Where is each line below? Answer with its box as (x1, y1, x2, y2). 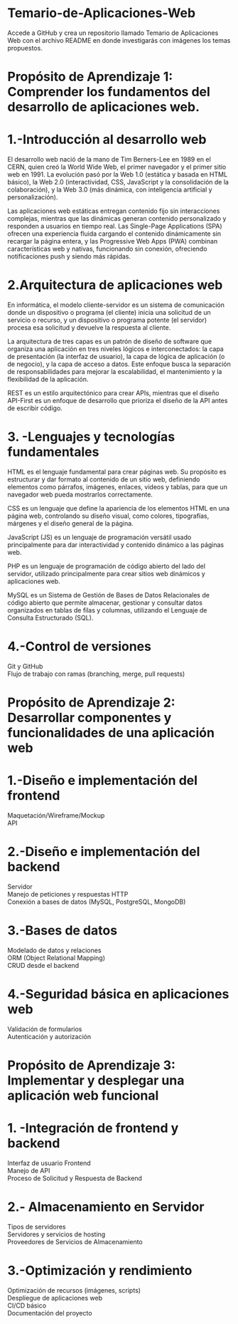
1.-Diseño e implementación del (7, 773, 198, 788)
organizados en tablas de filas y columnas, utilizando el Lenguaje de (7, 605, 207, 614)
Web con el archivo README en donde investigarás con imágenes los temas (7, 36, 231, 44)
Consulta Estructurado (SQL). (7, 613, 94, 622)
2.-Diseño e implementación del (7, 844, 200, 860)
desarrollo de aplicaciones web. (7, 99, 200, 115)
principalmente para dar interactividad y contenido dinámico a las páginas (7, 540, 225, 549)
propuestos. (7, 43, 43, 52)
